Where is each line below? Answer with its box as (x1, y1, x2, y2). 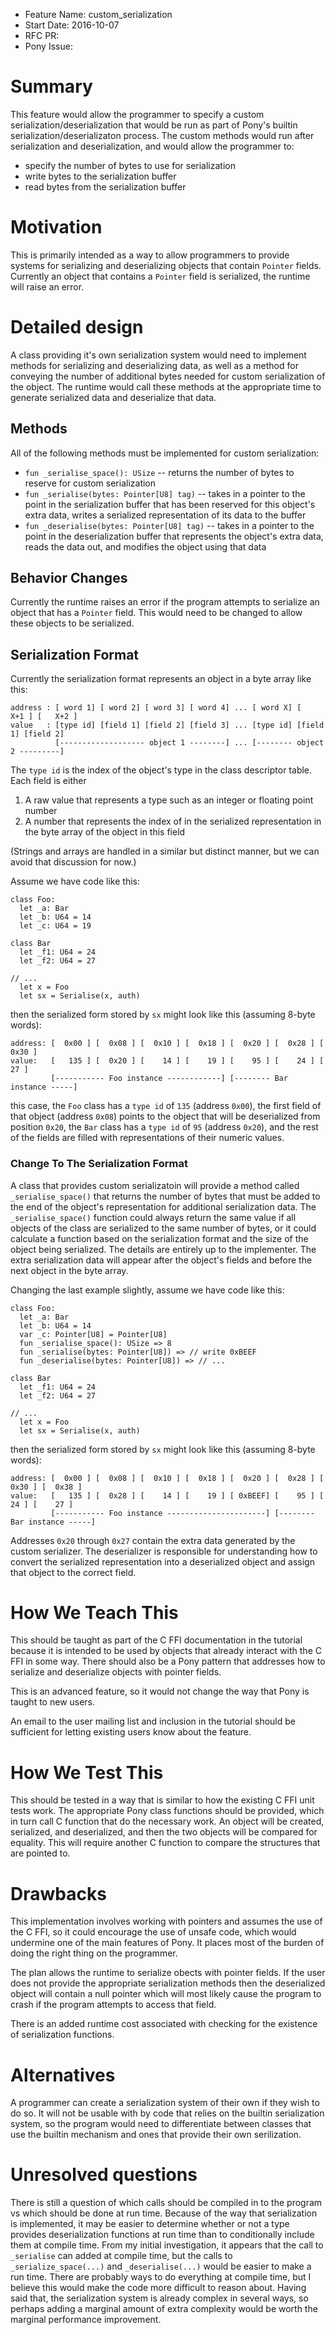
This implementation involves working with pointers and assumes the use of (10, 1915, 323, 1928)
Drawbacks (10, 1882, 107, 1905)
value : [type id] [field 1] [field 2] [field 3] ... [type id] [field (10, 720, 325, 731)
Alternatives (10, 2064, 116, 2086)
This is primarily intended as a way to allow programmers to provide (10, 249, 290, 261)
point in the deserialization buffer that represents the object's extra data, (24, 530, 324, 542)
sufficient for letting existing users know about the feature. (10, 1726, 252, 1738)
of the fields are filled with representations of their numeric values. (10, 1132, 285, 1144)
